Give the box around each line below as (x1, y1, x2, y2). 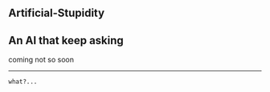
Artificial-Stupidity (8, 6, 105, 20)
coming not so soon (8, 55, 75, 65)
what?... (8, 78, 38, 86)
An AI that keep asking (8, 34, 125, 47)
